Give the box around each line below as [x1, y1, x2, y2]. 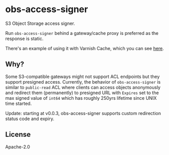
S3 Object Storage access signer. [5, 20, 75, 26]
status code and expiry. [5, 115, 55, 122]
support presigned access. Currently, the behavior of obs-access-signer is [5, 79, 161, 85]
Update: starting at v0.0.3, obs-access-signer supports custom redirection [5, 110, 161, 116]
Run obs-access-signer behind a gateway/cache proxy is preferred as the [5, 30, 159, 36]
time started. [5, 100, 32, 106]
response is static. [5, 35, 44, 42]
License [5, 130, 31, 139]
